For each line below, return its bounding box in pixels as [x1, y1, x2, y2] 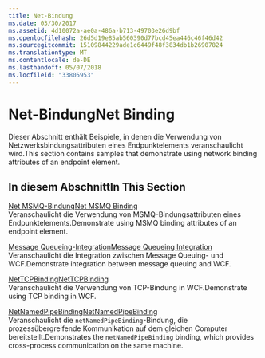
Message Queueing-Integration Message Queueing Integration [8, 242, 213, 252]
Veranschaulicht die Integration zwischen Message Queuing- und [8, 250, 223, 260]
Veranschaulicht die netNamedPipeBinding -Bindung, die [8, 316, 188, 325]
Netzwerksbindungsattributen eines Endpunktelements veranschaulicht [8, 140, 243, 150]
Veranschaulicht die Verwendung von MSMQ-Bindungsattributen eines [8, 210, 242, 219]
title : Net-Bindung [8, 11, 73, 20]
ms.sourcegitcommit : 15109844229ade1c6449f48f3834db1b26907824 [8, 41, 223, 49]
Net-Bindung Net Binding [8, 105, 176, 124]
